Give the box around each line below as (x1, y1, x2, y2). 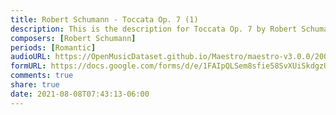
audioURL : (10, 52, 52, 62)
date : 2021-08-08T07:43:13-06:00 (10, 89, 150, 99)
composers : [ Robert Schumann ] (10, 33, 137, 43)
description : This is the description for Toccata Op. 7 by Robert (10, 24, 298, 34)
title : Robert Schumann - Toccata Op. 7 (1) (10, 14, 199, 25)
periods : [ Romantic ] (10, 42, 97, 53)
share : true (10, 80, 60, 90)
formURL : (10, 61, 47, 71)
